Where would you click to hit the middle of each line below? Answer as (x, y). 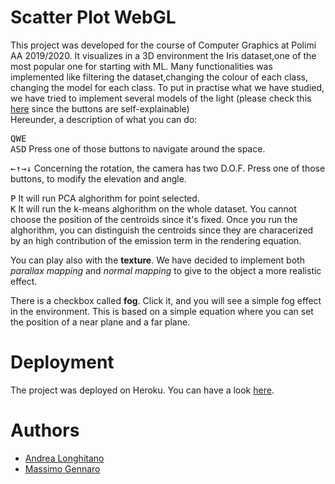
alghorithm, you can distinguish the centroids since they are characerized (162, 230)
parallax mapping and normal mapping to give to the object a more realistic (166, 270)
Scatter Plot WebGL (93, 17)
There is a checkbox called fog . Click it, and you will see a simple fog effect (166, 300)
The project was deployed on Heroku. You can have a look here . (142, 390)
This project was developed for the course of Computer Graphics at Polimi (163, 45)
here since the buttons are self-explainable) (100, 108)
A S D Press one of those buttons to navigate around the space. (138, 148)
